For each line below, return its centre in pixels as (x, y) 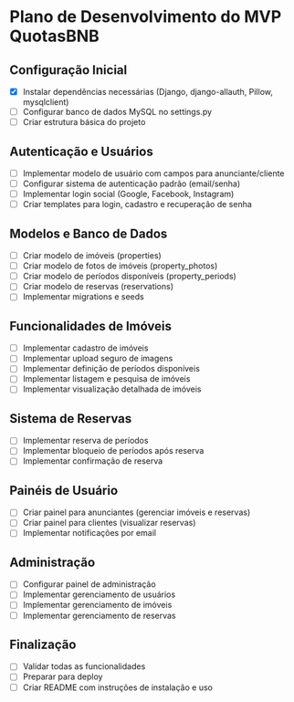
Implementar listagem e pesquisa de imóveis (106, 379)
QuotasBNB (55, 36)
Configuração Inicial (68, 70)
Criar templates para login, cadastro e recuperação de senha (137, 204)
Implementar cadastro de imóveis (85, 348)
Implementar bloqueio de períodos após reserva (113, 451)
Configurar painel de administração (89, 584)
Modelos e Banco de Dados (89, 233)
